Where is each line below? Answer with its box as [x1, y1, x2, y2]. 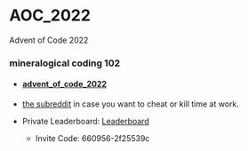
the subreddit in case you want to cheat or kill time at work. [21, 99, 240, 109]
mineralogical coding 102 [9, 57, 121, 69]
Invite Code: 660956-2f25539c [35, 133, 150, 144]
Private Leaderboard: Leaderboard [21, 116, 149, 127]
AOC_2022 [9, 5, 92, 26]
